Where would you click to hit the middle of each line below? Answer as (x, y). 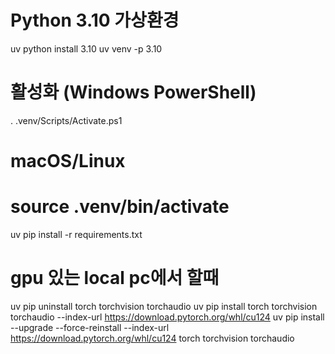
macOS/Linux (68, 161)
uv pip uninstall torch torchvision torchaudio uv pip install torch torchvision (164, 306)
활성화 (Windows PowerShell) (133, 92)
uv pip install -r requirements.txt (76, 234)
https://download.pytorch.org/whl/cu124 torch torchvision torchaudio (152, 338)
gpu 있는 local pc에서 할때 (115, 278)
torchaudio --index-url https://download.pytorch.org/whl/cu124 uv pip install (167, 317)
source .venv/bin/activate (120, 207)
